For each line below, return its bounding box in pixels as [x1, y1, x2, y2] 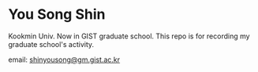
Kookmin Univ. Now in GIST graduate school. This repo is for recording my [8, 31, 250, 41]
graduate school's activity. [8, 39, 95, 49]
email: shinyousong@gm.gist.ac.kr [8, 55, 121, 64]
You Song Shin [8, 5, 106, 23]
